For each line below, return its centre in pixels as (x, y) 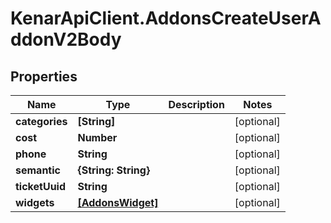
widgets (35, 202)
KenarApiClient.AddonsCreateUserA (166, 18)
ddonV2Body (66, 39)
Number (97, 137)
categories (41, 121)
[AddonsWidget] (118, 202)
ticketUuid (41, 186)
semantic (38, 170)
